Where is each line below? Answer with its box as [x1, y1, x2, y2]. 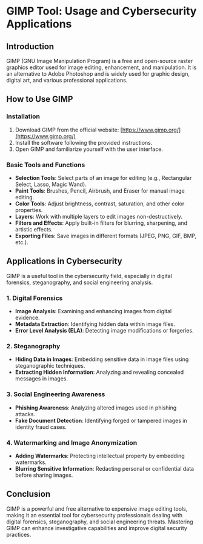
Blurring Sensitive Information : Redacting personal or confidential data [15, 465, 195, 472]
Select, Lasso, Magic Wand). [15, 181, 87, 188]
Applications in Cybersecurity [6, 256, 122, 267]
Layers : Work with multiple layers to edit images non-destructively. [15, 213, 183, 220]
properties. [15, 206, 43, 213]
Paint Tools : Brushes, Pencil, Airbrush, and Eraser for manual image [15, 187, 185, 194]
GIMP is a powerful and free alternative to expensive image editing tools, [6, 505, 188, 512]
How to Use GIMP [6, 94, 73, 104]
